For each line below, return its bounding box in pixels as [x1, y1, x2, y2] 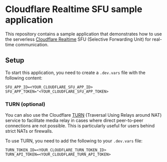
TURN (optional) [5, 101, 46, 108]
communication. [15, 41, 49, 47]
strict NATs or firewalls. [5, 128, 54, 134]
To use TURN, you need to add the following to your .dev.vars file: [5, 138, 143, 144]
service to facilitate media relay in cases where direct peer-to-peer [5, 117, 144, 124]
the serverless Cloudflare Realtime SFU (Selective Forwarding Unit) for [5, 36, 151, 42]
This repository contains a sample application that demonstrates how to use [5, 31, 162, 37]
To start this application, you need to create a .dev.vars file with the [5, 69, 145, 75]
